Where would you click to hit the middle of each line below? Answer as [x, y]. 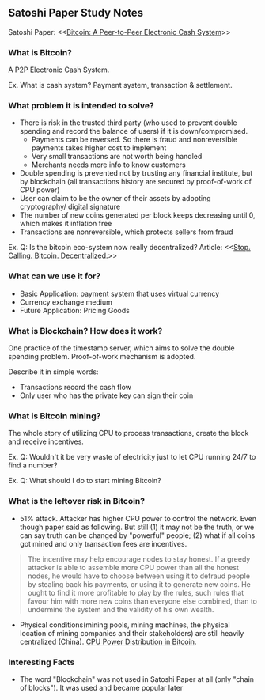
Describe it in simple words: [53, 372]
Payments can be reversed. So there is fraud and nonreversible [134, 140]
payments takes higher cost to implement [99, 148]
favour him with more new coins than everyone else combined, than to [142, 601]
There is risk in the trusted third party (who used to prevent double [128, 123]
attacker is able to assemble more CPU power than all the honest [133, 567]
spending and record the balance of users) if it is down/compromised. [134, 131]
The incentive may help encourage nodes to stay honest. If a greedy [139, 559]
